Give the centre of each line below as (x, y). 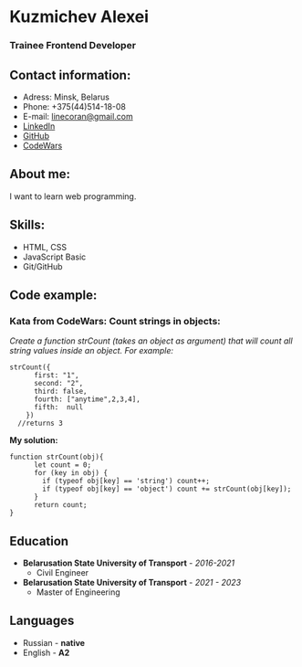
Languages (42, 621)
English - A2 (46, 652)
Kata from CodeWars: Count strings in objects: (115, 321)
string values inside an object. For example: (91, 351)
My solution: (34, 440)
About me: (40, 174)
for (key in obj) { (70, 473)
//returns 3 (41, 423)
